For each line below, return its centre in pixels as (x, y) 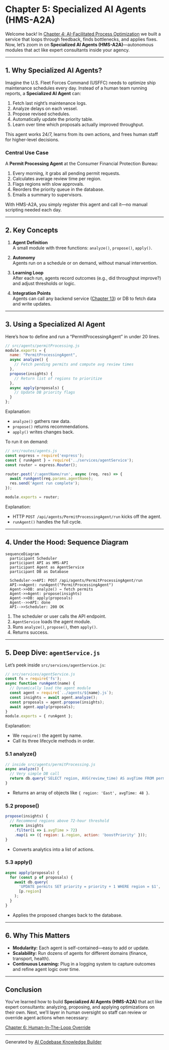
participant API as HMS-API (39, 563)
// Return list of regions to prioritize (58, 379)
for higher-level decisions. (32, 139)
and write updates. (32, 304)
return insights (27, 826)
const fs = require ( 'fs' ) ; (33, 679)
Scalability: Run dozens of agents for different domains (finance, (80, 953)
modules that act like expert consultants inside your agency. (67, 50)
